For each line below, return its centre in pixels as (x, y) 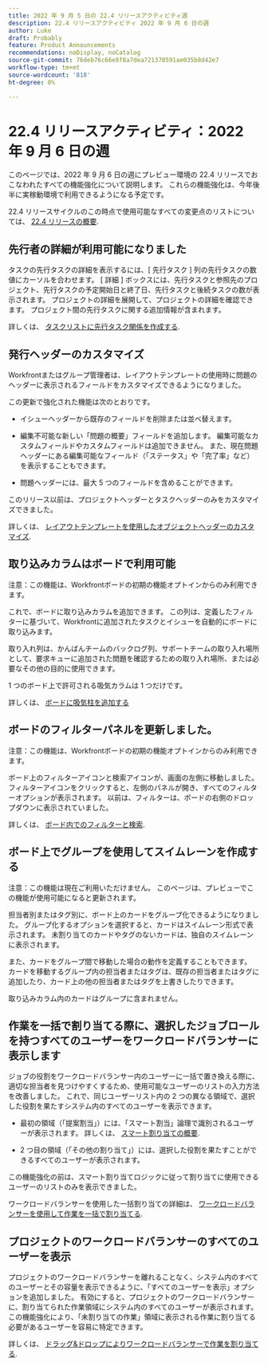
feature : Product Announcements (62, 45)
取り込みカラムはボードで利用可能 (92, 564)
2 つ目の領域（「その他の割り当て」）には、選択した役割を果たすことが (135, 1150)
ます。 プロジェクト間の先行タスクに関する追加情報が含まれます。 (117, 310)
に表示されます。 (36, 944)
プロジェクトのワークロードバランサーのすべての (128, 1241)
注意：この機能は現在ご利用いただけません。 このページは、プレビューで (128, 888)
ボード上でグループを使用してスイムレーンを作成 (128, 852)
